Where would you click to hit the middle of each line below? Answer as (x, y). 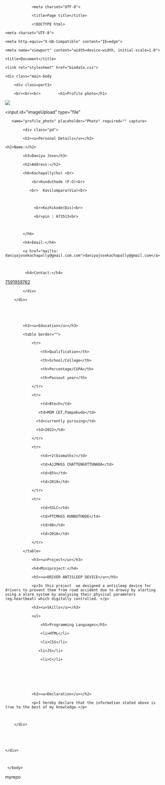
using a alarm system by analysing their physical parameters (70, 595)
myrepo (13, 777)
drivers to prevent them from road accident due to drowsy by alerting (80, 590)
